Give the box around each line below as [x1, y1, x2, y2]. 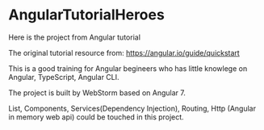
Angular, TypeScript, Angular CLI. [8, 72, 119, 82]
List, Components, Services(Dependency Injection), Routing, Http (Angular [8, 103, 257, 113]
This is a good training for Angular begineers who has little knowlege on [8, 63, 248, 73]
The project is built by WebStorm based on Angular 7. [8, 87, 186, 98]
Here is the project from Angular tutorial [8, 32, 141, 42]
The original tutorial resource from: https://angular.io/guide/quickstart [8, 48, 240, 57]
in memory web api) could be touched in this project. [8, 111, 184, 122]
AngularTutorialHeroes [8, 6, 166, 24]
